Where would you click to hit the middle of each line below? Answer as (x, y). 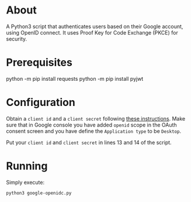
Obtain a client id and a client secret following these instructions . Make (96, 118)
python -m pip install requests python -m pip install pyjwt (75, 78)
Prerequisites (39, 63)
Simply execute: (25, 182)
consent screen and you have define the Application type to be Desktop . (94, 131)
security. (17, 39)
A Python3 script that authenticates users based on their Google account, (95, 26)
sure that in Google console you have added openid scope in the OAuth (91, 125)
